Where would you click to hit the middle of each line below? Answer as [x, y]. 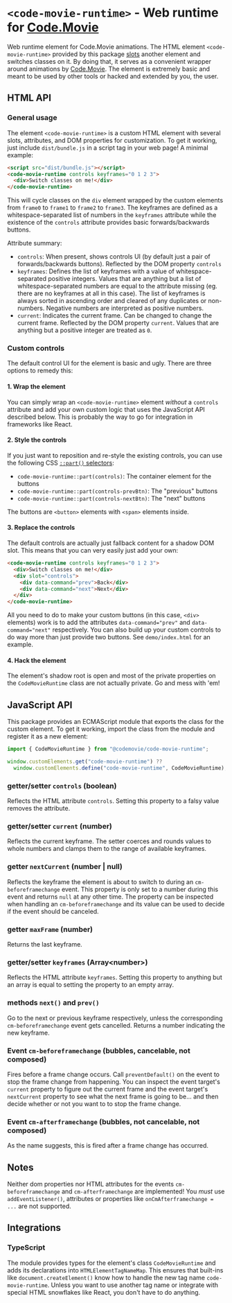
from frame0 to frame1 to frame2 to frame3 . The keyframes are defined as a [113, 208]
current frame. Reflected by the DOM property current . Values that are [118, 323]
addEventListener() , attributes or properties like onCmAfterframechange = [110, 1198]
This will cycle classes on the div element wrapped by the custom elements [115, 200]
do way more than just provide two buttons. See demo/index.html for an [109, 637]
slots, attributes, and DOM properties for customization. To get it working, [112, 140]
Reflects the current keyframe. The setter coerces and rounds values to [109, 841]
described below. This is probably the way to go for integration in [100, 417]
